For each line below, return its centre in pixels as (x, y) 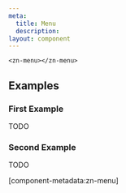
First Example (36, 109)
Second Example (42, 147)
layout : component (39, 39)
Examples (34, 86)
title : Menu (36, 24)
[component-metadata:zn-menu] (64, 181)
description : (38, 31)
